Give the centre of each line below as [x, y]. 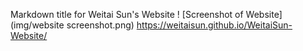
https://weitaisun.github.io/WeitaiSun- [214, 25]
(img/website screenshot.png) [72, 25]
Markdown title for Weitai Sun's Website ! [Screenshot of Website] [146, 14]
